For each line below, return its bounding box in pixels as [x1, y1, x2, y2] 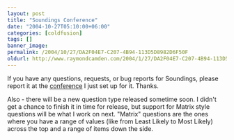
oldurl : [7, 55, 30, 62]
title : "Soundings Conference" [7, 17, 98, 24]
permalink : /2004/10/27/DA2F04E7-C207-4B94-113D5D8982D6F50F [7, 49, 189, 56]
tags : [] [7, 36, 33, 43]
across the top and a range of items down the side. [7, 124, 153, 132]
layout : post [7, 10, 45, 17]
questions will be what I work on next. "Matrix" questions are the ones [7, 110, 209, 118]
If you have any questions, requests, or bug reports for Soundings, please [7, 74, 219, 82]
